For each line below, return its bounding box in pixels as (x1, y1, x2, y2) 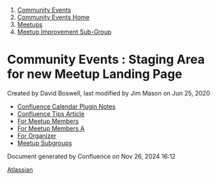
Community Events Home (17, 13, 90, 21)
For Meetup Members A (17, 124, 85, 133)
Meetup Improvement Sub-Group (17, 27, 112, 36)
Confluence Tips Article (17, 109, 85, 117)
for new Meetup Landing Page (7, 67, 183, 82)
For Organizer (17, 131, 56, 139)
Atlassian (7, 165, 33, 174)
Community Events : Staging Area (7, 52, 205, 67)
